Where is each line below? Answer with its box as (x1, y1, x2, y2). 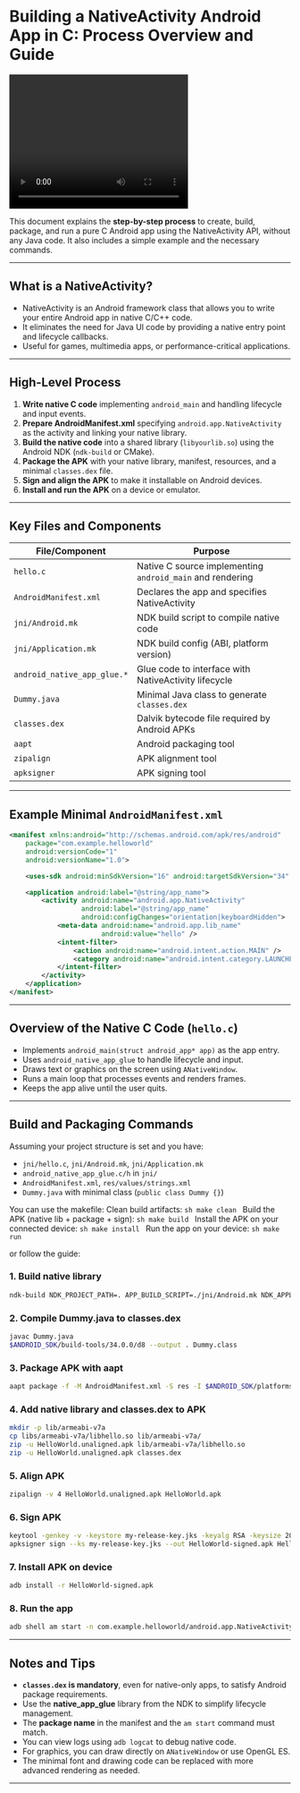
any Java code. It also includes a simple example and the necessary (9, 234, 260, 245)
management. (21, 1708, 74, 1719)
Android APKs (137, 723, 196, 735)
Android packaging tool (137, 738, 235, 751)
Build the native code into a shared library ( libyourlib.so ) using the (21, 437, 274, 447)
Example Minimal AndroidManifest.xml (9, 807, 223, 822)
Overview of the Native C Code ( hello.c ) (9, 1021, 238, 1036)
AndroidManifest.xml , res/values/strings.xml (21, 1177, 192, 1187)
